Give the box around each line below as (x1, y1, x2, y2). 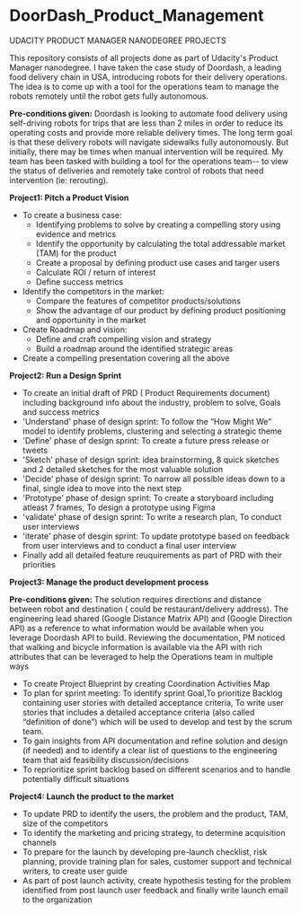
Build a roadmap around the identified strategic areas (35, 343, 234, 354)
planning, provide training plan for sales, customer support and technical (22, 856, 292, 866)
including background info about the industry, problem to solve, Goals (22, 397, 281, 408)
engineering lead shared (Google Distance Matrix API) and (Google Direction (9, 612, 293, 624)
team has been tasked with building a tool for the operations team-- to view (9, 155, 289, 166)
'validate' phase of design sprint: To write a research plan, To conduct (22, 511, 282, 522)
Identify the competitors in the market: (22, 286, 164, 296)
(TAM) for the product (35, 248, 117, 259)
